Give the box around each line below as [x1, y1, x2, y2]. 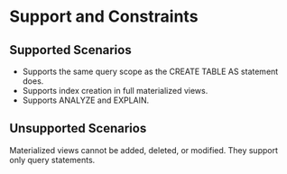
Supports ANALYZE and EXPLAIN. [22, 95, 150, 105]
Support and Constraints [9, 6, 199, 27]
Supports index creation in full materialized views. [22, 86, 208, 96]
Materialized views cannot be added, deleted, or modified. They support [9, 144, 278, 155]
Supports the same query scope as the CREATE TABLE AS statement [22, 66, 279, 77]
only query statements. [9, 154, 96, 165]
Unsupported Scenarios [9, 121, 147, 136]
